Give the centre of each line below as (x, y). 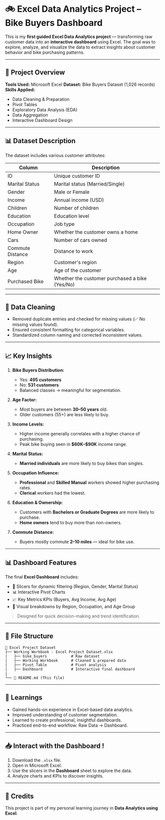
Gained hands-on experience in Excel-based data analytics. (73, 709)
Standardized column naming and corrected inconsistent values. (77, 335)
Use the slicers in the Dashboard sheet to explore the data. (72, 771)
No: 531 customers (39, 385)
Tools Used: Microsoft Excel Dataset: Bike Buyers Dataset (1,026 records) (80, 84)
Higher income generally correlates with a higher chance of (80, 434)
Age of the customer (78, 270)
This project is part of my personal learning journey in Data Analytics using (82, 808)
